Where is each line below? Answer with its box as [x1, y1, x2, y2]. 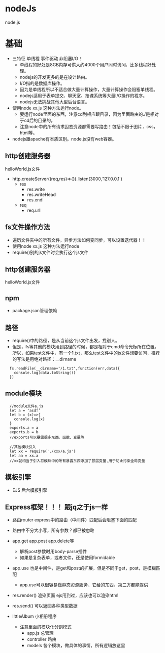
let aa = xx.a [9, 453, 38, 458]
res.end [27, 196, 43, 203]
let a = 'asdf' [9, 408, 41, 413]
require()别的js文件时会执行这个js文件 [12, 249, 89, 255]
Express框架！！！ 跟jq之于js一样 [5, 503, 108, 511]
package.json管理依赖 [12, 308, 58, 314]
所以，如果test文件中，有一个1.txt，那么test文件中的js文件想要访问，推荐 [12, 350, 160, 356]
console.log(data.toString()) [14, 370, 76, 375]
